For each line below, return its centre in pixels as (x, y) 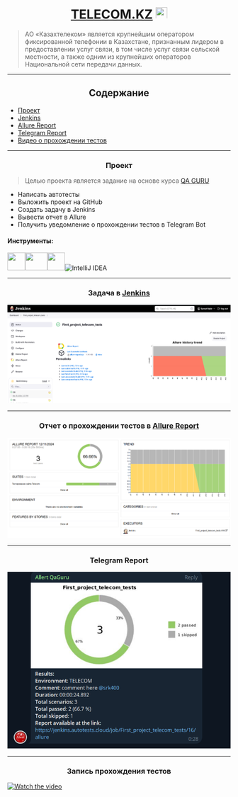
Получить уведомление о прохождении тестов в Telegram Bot (112, 225)
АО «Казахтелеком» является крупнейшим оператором (109, 34)
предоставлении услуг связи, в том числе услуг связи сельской (122, 49)
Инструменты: (30, 241)
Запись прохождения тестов (119, 771)
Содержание (119, 93)
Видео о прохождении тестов (62, 140)
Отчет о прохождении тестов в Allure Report (119, 426)
